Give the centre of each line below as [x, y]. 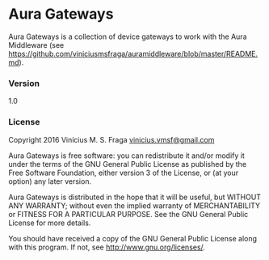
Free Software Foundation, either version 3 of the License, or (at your [124, 173]
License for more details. [50, 223]
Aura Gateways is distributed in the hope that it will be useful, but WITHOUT [134, 197]
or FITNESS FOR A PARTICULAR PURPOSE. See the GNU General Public [128, 214]
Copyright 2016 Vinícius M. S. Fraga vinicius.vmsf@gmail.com [111, 139]
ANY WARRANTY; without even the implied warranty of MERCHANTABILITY [134, 205]
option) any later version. [50, 181]
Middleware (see [36, 45]
